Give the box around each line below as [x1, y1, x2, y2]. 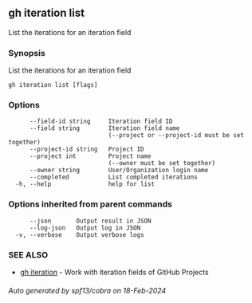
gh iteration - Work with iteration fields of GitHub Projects [19, 267, 209, 277]
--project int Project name [29, 152, 152, 160]
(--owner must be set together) [108, 159, 216, 167]
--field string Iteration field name [29, 124, 180, 132]
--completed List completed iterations [29, 173, 198, 182]
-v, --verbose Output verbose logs [15, 230, 145, 238]
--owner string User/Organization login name [29, 167, 209, 175]
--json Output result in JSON [29, 217, 152, 225]
